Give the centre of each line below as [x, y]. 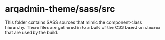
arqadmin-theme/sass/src [60, 9]
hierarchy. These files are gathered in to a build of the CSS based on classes [83, 27]
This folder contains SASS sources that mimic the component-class [74, 22]
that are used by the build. [32, 32]
